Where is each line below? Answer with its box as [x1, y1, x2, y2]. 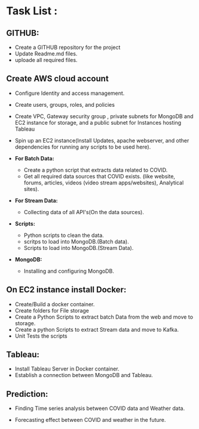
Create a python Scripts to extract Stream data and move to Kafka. [14, 326, 179, 333]
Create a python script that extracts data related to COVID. [23, 166, 168, 174]
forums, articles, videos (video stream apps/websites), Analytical [23, 179, 184, 186]
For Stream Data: [14, 197, 58, 204]
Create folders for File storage [14, 307, 90, 314]
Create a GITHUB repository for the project [14, 44, 121, 51]
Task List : [6, 4, 58, 18]
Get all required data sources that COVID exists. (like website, [23, 172, 175, 180]
